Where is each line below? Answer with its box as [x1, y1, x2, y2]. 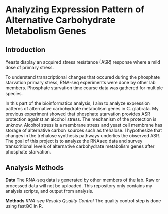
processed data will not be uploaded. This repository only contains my [5, 182, 152, 189]
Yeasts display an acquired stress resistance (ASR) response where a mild [5, 59, 161, 65]
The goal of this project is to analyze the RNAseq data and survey [5, 138, 143, 144]
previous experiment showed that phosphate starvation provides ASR [5, 111, 151, 117]
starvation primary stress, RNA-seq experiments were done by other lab [5, 80, 156, 85]
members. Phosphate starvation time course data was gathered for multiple [5, 85, 163, 91]
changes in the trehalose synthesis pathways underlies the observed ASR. [5, 133, 161, 138]
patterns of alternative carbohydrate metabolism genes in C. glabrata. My [5, 106, 159, 111]
